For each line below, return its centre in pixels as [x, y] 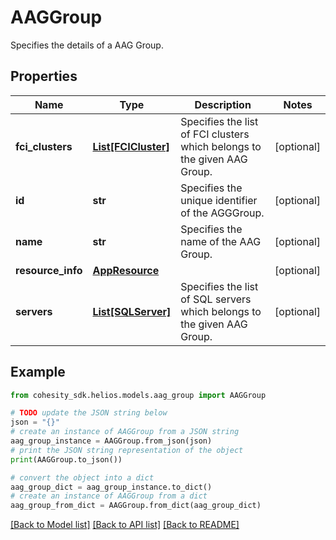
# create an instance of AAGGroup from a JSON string [125, 432]
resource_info [49, 270]
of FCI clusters [215, 134]
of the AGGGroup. [222, 213]
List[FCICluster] [131, 146]
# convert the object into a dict [82, 477]
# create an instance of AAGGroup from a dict [109, 496]
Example [38, 372]
